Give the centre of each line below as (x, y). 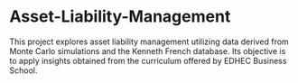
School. (23, 70)
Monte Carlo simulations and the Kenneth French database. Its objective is (148, 51)
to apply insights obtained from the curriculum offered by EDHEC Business (148, 60)
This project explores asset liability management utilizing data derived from (149, 41)
